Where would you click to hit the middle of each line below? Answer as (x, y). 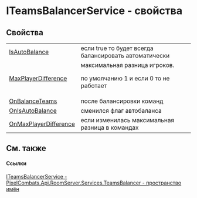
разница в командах (110, 127)
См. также (26, 148)
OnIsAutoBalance (33, 111)
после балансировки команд (122, 101)
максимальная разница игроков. (128, 65)
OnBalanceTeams (33, 101)
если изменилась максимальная (128, 120)
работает (94, 85)
